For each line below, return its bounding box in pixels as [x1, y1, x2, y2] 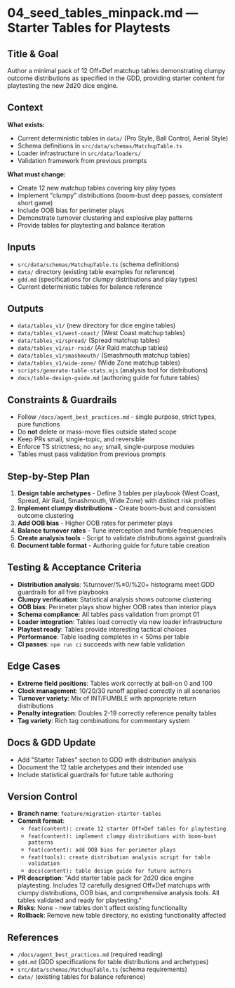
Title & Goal [7, 48, 59, 60]
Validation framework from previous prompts [17, 156, 147, 164]
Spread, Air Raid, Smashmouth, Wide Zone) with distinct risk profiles [17, 497, 216, 505]
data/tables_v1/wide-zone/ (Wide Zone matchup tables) [17, 358, 181, 367]
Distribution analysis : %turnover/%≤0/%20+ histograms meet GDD [17, 580, 215, 588]
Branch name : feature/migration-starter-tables [17, 810, 161, 818]
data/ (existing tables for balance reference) [17, 973, 146, 981]
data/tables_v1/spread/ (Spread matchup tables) [17, 336, 161, 345]
